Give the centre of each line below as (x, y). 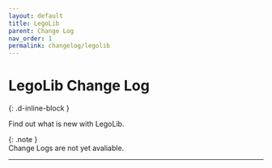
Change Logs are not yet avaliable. (66, 148)
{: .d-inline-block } (39, 108)
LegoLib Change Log (79, 86)
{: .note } (23, 140)
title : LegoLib (34, 23)
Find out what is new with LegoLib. (66, 124)
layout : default (36, 16)
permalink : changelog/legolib (59, 46)
